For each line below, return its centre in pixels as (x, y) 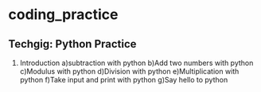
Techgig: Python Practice (72, 44)
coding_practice (63, 15)
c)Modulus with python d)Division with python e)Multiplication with (129, 71)
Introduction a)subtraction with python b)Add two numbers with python (136, 63)
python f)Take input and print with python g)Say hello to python (124, 80)
